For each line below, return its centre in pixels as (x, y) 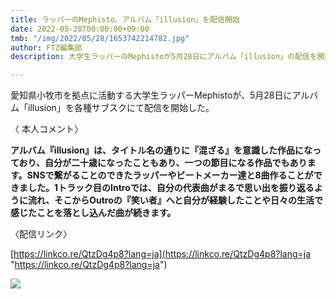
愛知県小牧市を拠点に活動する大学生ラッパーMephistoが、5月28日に (151, 95)
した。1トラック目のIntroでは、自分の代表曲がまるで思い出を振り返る (171, 188)
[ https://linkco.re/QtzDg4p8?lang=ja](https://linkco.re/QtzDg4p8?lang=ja (161, 254)
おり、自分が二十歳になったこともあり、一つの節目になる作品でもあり (163, 163)
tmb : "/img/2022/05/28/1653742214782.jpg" (100, 38)
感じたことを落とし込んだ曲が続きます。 (93, 213)
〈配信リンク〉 (41, 234)
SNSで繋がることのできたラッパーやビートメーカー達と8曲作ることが (170, 175)
